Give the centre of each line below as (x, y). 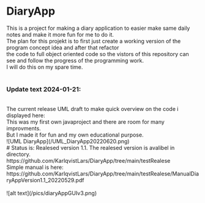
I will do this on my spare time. (45, 67)
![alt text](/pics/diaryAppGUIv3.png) (52, 193)
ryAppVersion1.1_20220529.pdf (45, 180)
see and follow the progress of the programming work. (75, 60)
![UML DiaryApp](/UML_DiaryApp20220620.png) (68, 141)
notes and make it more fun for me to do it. (60, 34)
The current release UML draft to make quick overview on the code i (92, 109)
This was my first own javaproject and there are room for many (86, 122)
